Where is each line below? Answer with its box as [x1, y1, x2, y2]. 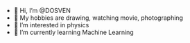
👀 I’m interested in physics [13, 21, 89, 29]
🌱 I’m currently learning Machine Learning [13, 28, 134, 36]
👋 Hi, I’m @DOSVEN [13, 7, 71, 14]
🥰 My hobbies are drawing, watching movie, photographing [13, 14, 184, 22]
